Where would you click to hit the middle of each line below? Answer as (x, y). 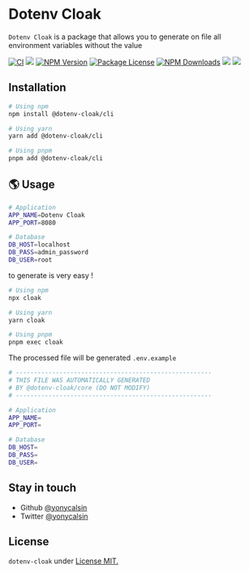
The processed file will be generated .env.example (92, 358)
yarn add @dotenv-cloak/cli (56, 136)
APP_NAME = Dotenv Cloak (47, 215)
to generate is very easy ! (51, 275)
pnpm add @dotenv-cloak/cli (56, 158)
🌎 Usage (32, 185)
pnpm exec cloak (36, 342)
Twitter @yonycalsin (54, 516)
